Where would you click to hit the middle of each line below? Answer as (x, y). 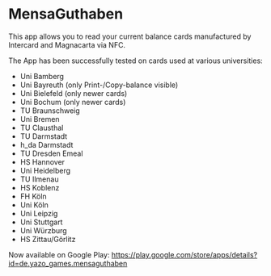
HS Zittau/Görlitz (48, 239)
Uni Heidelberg (45, 170)
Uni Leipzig (39, 213)
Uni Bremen (40, 119)
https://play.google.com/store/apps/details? (184, 254)
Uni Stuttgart (41, 222)
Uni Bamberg (42, 76)
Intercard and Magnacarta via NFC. (67, 44)
